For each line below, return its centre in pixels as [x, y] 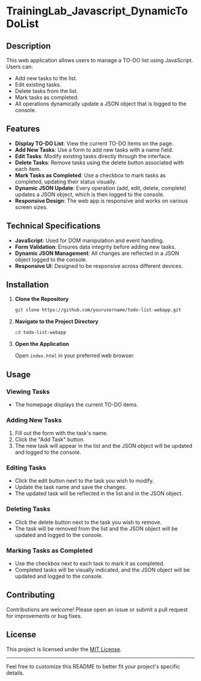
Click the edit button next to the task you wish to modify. [84, 481]
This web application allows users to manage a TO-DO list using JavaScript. [100, 60]
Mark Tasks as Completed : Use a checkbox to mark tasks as [90, 175]
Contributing [31, 595]
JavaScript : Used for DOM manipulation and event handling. [89, 240]
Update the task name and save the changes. [71, 487]
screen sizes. [31, 207]
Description [28, 46]
